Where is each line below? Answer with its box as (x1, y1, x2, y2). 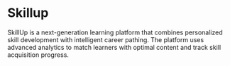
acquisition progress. (7, 51, 70, 59)
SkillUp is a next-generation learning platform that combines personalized (7, 28, 223, 37)
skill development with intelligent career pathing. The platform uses (7, 35, 204, 44)
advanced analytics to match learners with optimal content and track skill (7, 43, 221, 51)
